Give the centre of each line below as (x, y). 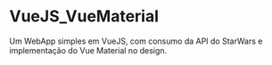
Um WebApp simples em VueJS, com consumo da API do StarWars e (136, 41)
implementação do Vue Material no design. (88, 50)
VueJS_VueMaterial (84, 16)
